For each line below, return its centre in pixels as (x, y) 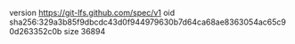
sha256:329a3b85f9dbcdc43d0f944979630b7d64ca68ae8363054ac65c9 (148, 22)
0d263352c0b (36, 31)
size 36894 (85, 31)
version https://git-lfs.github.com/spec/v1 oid (92, 13)
